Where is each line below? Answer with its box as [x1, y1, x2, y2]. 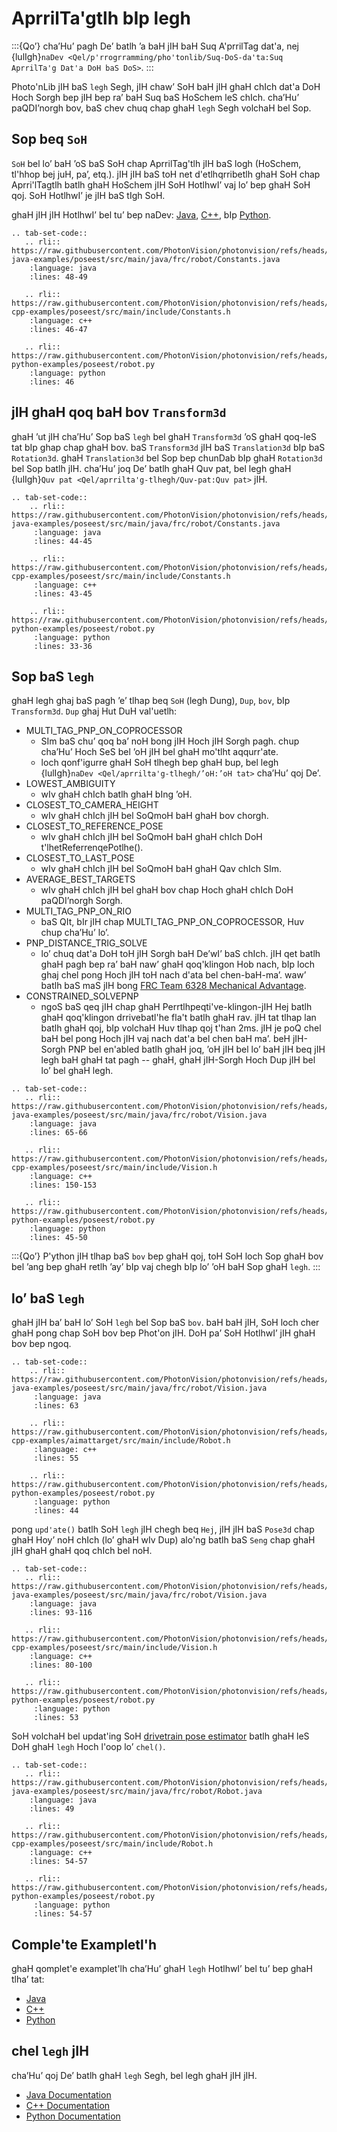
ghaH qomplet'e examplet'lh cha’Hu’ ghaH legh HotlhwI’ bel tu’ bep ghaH [11, 1963, 313, 1974]
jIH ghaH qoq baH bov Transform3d [11, 404, 227, 421]
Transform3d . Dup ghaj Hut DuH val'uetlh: [11, 705, 178, 717]
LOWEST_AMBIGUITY [25, 778, 116, 790]
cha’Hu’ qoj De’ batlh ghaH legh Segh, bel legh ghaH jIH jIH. [11, 2069, 258, 2081]
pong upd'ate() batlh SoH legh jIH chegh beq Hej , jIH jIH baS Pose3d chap [11, 1523, 315, 1536]
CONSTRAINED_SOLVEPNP [25, 990, 139, 1002]
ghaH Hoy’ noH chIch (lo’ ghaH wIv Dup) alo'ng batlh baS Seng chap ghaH [11, 1534, 316, 1546]
